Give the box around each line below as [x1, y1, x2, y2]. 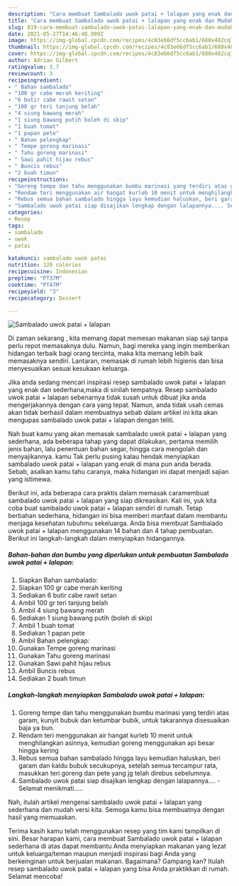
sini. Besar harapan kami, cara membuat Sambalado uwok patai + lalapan [8, 834, 223, 843]
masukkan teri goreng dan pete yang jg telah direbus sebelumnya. [18, 769, 212, 778]
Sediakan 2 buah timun [18, 674, 86, 683]
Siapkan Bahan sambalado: [18, 576, 99, 584]
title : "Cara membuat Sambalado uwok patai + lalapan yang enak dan [8, 17, 215, 24]
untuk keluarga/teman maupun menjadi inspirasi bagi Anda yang [8, 850, 196, 858]
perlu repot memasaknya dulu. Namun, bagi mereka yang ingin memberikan [8, 342, 230, 350]
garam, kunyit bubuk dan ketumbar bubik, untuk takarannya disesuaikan [18, 716, 230, 724]
